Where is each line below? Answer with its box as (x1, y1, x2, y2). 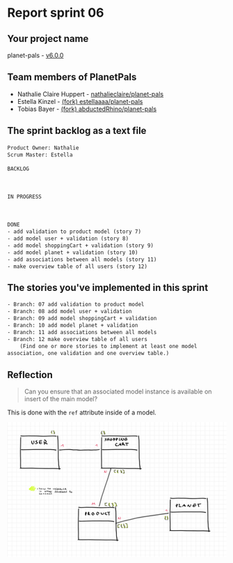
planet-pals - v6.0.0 (7, 51, 64, 59)
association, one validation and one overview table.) (7, 350, 170, 357)
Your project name (7, 33, 89, 45)
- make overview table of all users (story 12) (7, 263, 148, 270)
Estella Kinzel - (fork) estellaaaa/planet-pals (17, 97, 143, 105)
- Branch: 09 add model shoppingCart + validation (7, 315, 157, 322)
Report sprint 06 (7, 5, 104, 21)
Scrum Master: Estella (7, 151, 73, 158)
